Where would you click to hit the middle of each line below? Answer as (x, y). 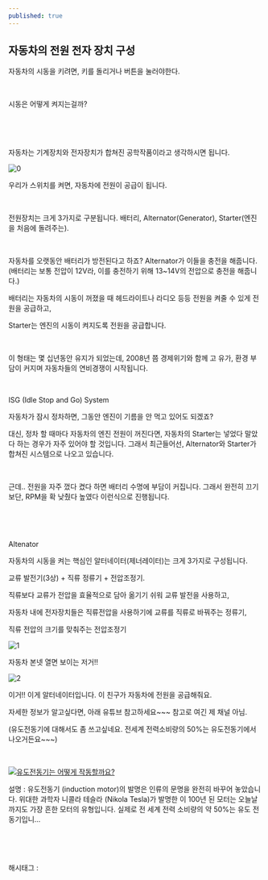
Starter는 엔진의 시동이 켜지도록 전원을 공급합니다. (87, 325)
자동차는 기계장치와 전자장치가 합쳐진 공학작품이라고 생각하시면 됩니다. (119, 152)
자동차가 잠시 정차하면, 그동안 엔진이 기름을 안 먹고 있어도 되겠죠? (111, 417)
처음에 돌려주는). (43, 228)
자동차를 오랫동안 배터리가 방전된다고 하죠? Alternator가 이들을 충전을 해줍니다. (133, 261)
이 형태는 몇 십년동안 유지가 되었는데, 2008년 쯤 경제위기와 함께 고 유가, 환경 (128, 358)
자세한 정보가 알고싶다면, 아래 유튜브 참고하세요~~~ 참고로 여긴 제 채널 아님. (128, 712)
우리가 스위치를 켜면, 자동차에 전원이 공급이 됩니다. (88, 186)
